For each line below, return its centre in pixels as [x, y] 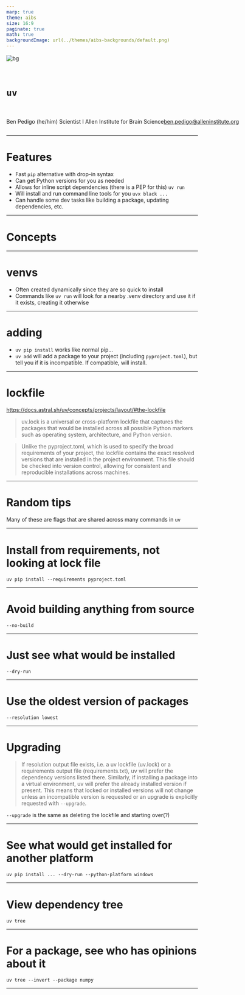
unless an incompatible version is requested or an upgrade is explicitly [109, 797]
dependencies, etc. [39, 207]
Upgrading [34, 748]
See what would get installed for [89, 845]
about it [26, 964]
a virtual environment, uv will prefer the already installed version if [104, 784]
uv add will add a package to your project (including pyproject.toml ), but [106, 356]
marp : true [20, 12]
